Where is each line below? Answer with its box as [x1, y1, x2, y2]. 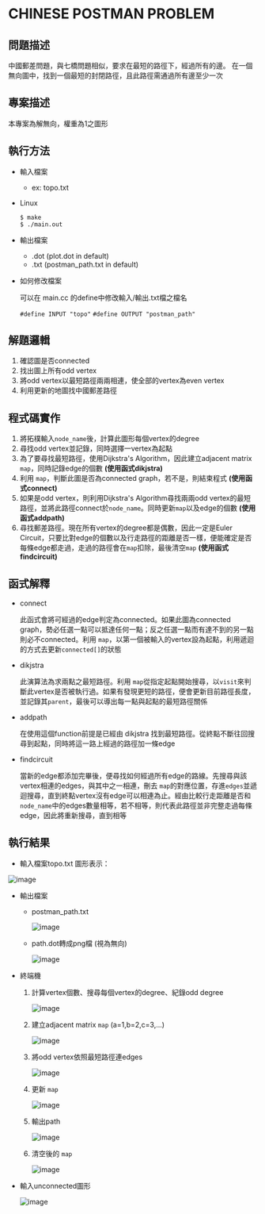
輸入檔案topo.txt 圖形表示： [19, 859, 110, 868]
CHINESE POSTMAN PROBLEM [8, 5, 215, 23]
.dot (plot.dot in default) [31, 251, 109, 260]
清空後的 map [31, 1148, 73, 1158]
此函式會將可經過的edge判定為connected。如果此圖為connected [19, 615, 231, 624]
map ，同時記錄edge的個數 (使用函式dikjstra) [19, 463, 164, 473]
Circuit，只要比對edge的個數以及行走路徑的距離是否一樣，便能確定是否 [19, 533, 252, 543]
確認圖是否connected [19, 356, 90, 366]
